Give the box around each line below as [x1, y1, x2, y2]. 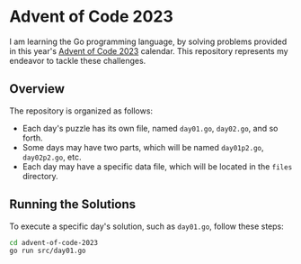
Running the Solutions [9, 196, 137, 213]
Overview [9, 81, 66, 96]
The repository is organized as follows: [9, 105, 154, 116]
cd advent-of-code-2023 [9, 238, 99, 247]
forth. [22, 132, 43, 143]
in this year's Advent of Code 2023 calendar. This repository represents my [9, 45, 289, 56]
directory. [22, 170, 58, 181]
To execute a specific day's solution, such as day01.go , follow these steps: [9, 221, 285, 232]
